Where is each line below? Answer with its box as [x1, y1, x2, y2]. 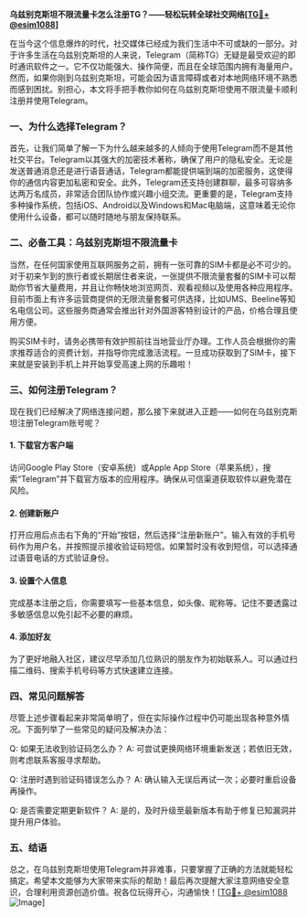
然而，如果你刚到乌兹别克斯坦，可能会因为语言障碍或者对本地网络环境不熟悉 [9, 72, 298, 83]
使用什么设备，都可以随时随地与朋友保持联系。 [9, 211, 185, 222]
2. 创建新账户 [9, 507, 59, 518]
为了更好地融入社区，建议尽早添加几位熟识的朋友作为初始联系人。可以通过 [9, 653, 290, 664]
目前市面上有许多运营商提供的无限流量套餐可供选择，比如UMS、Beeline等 [9, 293, 288, 304]
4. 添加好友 [9, 631, 52, 643]
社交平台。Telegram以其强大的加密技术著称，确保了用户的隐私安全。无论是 [9, 155, 293, 165]
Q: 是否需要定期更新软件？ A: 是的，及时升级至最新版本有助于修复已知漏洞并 [9, 805, 297, 816]
